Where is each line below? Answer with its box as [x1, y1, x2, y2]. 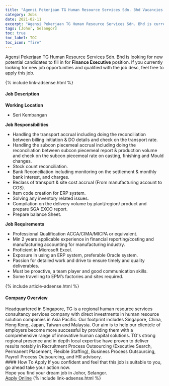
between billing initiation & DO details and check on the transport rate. [12, 137, 158, 143]
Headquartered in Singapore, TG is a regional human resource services [5, 306, 153, 312]
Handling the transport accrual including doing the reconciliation [12, 131, 146, 137]
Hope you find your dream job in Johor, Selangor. [5, 370, 107, 376]
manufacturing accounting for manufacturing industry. [12, 241, 125, 247]
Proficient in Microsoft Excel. [12, 246, 72, 252]
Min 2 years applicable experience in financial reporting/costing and [12, 236, 154, 242]
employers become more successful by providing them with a [5, 327, 133, 333]
